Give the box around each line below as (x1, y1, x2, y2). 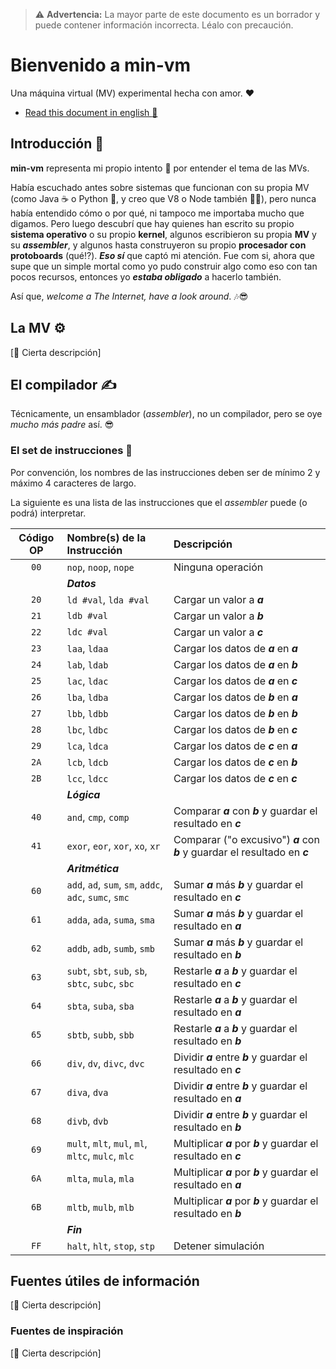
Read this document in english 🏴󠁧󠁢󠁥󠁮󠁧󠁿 (24, 106, 158, 118)
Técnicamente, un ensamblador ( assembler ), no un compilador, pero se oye (10, 408, 323, 420)
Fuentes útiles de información (10, 1273, 200, 1290)
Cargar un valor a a (173, 592, 264, 606)
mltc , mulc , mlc (66, 1149, 135, 1163)
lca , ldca (66, 739, 109, 753)
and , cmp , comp (66, 810, 130, 824)
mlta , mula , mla (66, 1171, 135, 1185)
